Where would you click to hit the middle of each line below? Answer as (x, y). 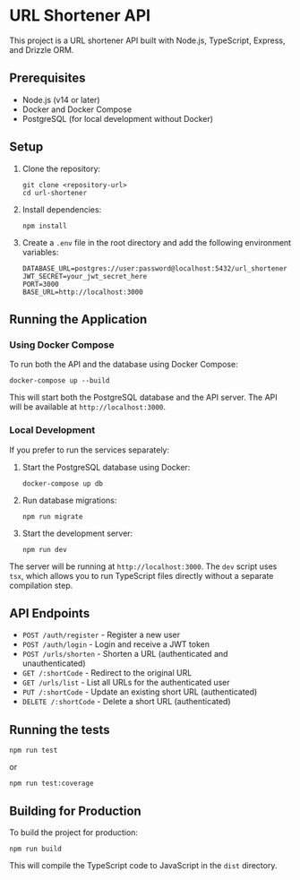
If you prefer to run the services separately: (90, 450)
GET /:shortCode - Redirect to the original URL (107, 673)
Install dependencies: (62, 209)
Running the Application (78, 319)
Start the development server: (77, 533)
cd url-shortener (55, 193)
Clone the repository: (61, 168)
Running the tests (60, 730)
